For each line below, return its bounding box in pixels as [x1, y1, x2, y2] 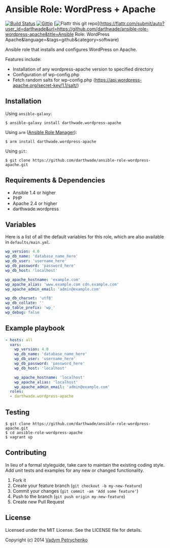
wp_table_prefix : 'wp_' [5, 305, 56, 310]
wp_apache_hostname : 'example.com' [5, 277, 81, 282]
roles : [10, 389, 24, 394]
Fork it [12, 477, 26, 483]
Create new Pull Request [12, 499, 64, 505]
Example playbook [5, 324, 65, 333]
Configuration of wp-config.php [12, 71, 80, 77]
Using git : [5, 148, 27, 154]
